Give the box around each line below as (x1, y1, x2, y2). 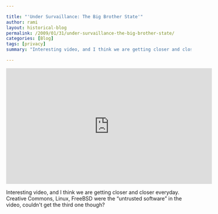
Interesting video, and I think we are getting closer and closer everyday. (6, 189, 180, 196)
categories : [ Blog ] (6, 36, 54, 42)
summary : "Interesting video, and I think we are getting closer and (6, 46, 180, 53)
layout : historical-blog (6, 25, 67, 31)
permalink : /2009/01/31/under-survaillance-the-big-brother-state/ (6, 30, 175, 36)
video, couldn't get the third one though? (6, 201, 105, 208)
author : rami (6, 19, 38, 25)
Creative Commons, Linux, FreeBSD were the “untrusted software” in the (6, 195, 182, 202)
